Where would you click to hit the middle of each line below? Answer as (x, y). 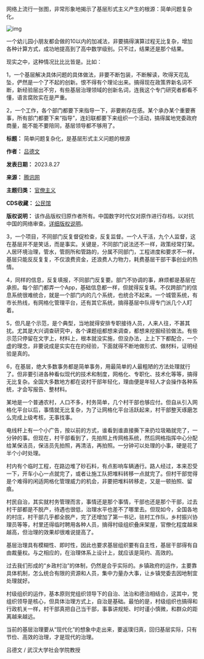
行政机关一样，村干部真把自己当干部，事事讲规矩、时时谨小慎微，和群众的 (99, 609)
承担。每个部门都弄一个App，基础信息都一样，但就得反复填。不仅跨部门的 (99, 287)
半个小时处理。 (25, 453)
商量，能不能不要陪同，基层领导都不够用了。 (62, 126)
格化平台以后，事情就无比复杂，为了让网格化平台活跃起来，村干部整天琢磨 (99, 410)
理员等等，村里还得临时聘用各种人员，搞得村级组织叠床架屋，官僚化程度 (97, 524)
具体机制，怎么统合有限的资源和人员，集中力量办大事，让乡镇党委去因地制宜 (102, 573)
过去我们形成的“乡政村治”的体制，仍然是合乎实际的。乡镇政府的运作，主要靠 (102, 565)
